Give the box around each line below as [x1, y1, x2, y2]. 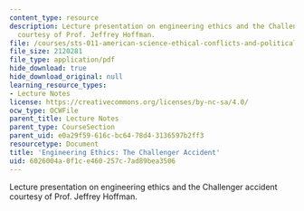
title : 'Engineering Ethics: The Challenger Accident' [9, 148, 221, 157]
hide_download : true [9, 64, 88, 73]
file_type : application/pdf [9, 55, 116, 64]
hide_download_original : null [9, 72, 124, 82]
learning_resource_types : [9, 81, 107, 90]
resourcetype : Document [9, 139, 100, 149]
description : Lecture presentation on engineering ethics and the [9, 22, 265, 31]
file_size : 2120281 [9, 47, 83, 56]
